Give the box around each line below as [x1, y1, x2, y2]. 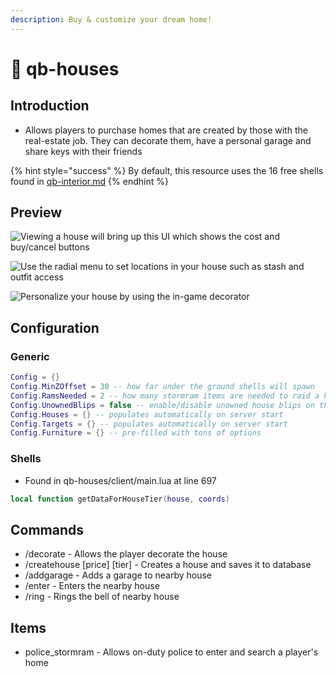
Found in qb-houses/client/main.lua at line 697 [24, 474, 217, 486]
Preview [10, 204, 63, 221]
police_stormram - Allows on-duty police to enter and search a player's [24, 646, 319, 658]
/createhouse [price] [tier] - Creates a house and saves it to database [24, 559, 312, 571]
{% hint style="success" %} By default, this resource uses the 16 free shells [10, 164, 324, 176]
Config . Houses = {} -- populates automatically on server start [10, 409, 284, 420]
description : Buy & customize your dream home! [10, 14, 213, 25]
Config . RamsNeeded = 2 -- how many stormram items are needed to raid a [10, 391, 320, 401]
